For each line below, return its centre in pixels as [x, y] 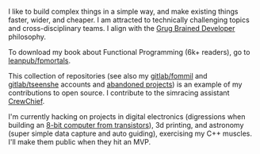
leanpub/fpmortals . [40, 60]
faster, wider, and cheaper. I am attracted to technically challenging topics [129, 20]
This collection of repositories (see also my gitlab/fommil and [108, 76]
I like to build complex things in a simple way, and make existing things [123, 12]
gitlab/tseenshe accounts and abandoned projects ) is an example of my [125, 84]
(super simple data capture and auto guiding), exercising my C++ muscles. [130, 133]
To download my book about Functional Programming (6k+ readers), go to [129, 52]
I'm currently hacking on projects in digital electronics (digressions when [127, 117]
